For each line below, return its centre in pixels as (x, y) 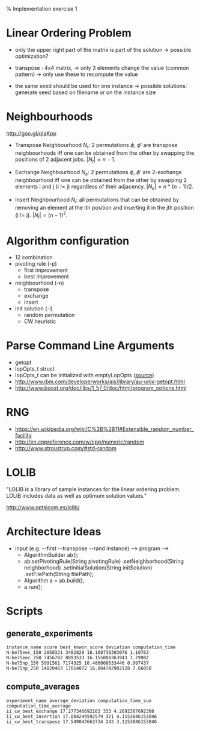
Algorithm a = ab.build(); (54, 580)
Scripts (25, 611)
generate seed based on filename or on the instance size (85, 92)
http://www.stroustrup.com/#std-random (66, 448)
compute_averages (43, 687)
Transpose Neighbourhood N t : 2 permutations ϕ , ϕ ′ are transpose (96, 146)
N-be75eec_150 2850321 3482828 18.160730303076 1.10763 (77, 653)
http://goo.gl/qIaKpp (32, 133)
